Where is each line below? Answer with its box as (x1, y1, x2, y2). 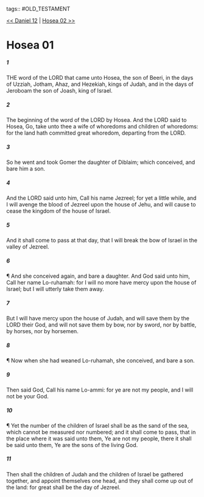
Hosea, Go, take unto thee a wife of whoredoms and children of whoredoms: (6, 123, 199, 130)
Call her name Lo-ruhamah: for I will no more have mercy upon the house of (6, 279, 197, 286)
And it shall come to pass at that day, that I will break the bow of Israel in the (6, 237, 198, 244)
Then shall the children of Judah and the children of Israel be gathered (6, 470, 184, 478)
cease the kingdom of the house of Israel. (6, 207, 111, 215)
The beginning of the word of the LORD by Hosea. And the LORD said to (6, 116, 187, 124)
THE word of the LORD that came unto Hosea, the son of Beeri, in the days (6, 74, 194, 82)
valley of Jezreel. (6, 243, 50, 250)
